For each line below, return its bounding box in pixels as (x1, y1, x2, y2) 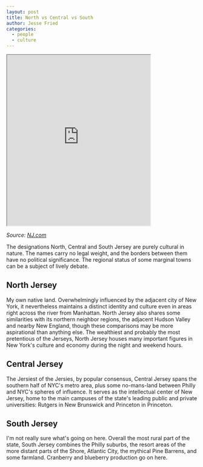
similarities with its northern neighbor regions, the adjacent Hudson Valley (6, 315, 191, 322)
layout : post (6, 9, 39, 15)
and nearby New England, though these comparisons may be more (6, 322, 174, 329)
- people (12, 32, 34, 38)
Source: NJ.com (6, 231, 47, 239)
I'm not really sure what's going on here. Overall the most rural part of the (6, 435, 190, 442)
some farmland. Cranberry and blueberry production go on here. (6, 454, 168, 462)
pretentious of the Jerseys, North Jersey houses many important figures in (6, 335, 193, 342)
